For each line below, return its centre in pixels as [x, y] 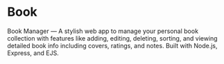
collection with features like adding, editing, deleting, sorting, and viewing [112, 38]
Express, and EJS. [33, 53]
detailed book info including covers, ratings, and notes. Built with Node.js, [112, 45]
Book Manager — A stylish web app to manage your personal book [103, 31]
